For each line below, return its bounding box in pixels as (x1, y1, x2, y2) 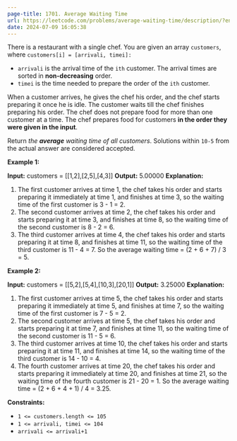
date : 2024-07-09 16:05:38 (7, 23, 87, 30)
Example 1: (7, 158, 40, 166)
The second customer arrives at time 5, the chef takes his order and (17, 316, 215, 326)
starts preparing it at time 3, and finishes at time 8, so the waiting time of (17, 215, 229, 224)
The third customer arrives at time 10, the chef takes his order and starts (17, 339, 228, 348)
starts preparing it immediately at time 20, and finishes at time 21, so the (17, 370, 227, 378)
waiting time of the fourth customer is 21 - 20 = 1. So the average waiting (17, 377, 229, 386)
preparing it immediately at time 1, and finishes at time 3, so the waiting (17, 193, 224, 202)
